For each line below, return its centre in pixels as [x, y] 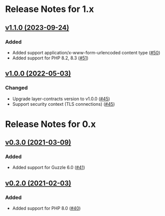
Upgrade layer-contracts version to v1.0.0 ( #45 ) [61, 99]
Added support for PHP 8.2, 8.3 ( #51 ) [50, 58]
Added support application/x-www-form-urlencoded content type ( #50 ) [86, 52]
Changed [17, 88]
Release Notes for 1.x [50, 9]
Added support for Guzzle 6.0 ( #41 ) [49, 168]
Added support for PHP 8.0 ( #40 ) [46, 209]
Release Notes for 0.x [50, 124]
